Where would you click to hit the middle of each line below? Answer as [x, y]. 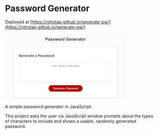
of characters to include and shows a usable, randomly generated [71, 121]
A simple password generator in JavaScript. [49, 107]
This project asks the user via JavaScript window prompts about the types [79, 116]
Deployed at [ [19, 22]
